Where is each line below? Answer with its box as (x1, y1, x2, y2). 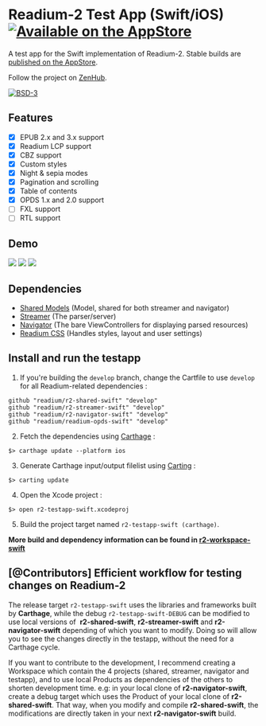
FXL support (19, 205, 61, 214)
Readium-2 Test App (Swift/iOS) (8, 6, 225, 24)
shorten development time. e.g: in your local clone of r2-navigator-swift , (8, 683, 248, 693)
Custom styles (19, 159, 67, 169)
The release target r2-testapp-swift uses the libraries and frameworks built (8, 599, 256, 610)
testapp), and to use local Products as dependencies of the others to (8, 674, 233, 684)
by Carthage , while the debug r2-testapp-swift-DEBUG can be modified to (8, 608, 250, 618)
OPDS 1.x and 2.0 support (19, 195, 105, 205)
